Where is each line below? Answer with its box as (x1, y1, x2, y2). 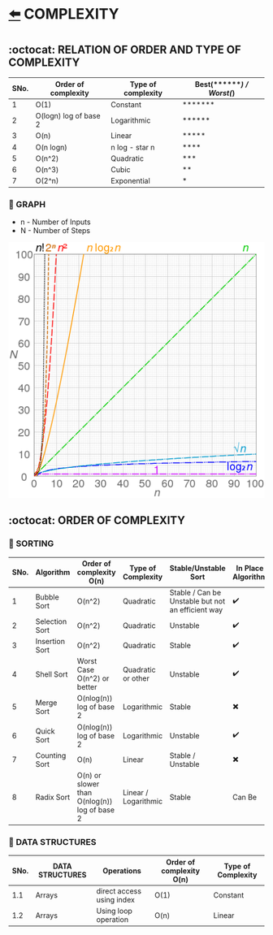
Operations (102, 865, 142, 876)
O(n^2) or (76, 673, 110, 683)
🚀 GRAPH (8, 198, 46, 210)
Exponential (110, 176, 150, 186)
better (76, 682, 97, 692)
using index (96, 894, 136, 904)
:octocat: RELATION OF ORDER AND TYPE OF (8, 42, 241, 56)
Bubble (35, 592, 59, 602)
